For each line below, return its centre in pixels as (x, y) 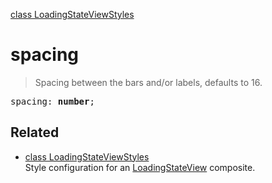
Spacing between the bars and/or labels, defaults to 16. (148, 82)
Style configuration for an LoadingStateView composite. (140, 167)
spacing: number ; (52, 101)
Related (35, 132)
